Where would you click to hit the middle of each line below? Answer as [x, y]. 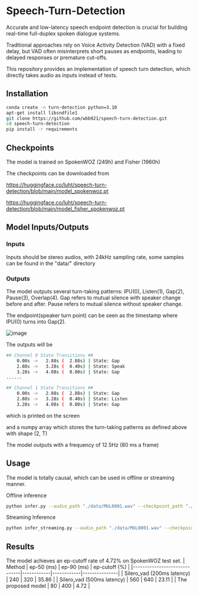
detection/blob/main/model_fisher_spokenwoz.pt [65, 208]
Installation [27, 94]
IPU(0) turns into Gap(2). [36, 321]
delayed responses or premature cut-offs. [57, 57]
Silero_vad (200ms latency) [157, 573]
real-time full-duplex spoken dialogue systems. [63, 33]
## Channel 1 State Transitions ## [50, 388]
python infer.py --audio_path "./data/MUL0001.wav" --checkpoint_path [95, 506]
